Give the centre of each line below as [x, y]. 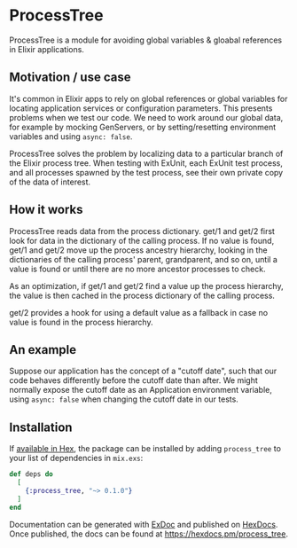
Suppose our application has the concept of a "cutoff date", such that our [143, 371]
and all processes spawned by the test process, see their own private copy [146, 172]
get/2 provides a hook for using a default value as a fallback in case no [139, 312]
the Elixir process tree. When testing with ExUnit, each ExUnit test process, [146, 163]
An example [43, 350]
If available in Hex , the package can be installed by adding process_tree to [145, 449]
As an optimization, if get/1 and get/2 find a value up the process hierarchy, [146, 286]
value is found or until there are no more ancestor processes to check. [137, 269]
